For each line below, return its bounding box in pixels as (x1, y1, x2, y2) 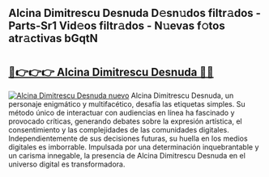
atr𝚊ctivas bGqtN (8, 32, 99, 45)
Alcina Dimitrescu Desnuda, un (130, 91, 234, 100)
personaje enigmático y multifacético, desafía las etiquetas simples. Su (8, 99, 246, 108)
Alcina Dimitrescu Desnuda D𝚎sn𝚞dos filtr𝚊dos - (8, 6, 262, 20)
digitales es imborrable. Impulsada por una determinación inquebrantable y (8, 142, 259, 152)
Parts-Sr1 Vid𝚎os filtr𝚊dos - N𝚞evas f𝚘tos (8, 19, 225, 33)
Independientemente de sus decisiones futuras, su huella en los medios (8, 133, 249, 143)
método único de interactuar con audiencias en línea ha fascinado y (8, 108, 235, 117)
